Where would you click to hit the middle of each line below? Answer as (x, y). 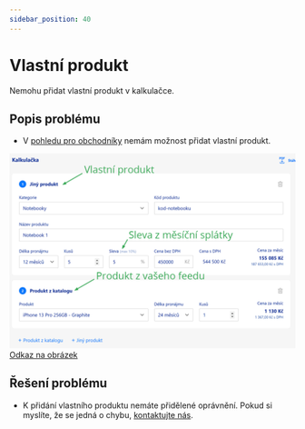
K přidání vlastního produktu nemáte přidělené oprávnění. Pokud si (147, 405)
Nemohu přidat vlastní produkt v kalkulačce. (92, 90)
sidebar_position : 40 (50, 19)
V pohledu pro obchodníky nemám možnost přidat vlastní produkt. (147, 141)
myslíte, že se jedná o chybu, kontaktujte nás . (108, 414)
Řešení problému (58, 383)
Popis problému (55, 119)
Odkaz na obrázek (44, 354)
